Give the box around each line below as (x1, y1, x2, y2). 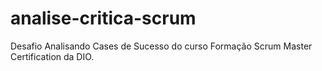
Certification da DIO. (10, 50, 95, 62)
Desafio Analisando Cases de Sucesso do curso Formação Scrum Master (10, 40, 313, 52)
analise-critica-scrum (10, 7, 197, 30)
